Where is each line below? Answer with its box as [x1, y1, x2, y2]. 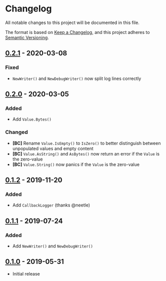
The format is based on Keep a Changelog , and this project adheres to [5, 29, 150, 35]
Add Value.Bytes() [12, 116, 51, 122]
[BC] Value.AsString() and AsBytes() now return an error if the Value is [12, 150, 160, 156]
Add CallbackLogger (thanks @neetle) [12, 202, 90, 208]
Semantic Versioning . [5, 34, 49, 40]
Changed [5, 128, 28, 135]
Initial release [12, 270, 40, 276]
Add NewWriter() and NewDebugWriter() [12, 243, 93, 249]
